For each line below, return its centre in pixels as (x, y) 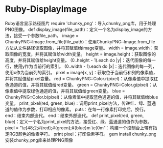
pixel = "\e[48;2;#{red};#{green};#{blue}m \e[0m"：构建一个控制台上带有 (79, 128)
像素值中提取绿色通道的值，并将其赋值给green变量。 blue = (65, 91)
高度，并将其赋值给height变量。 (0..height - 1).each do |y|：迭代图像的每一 (80, 60)
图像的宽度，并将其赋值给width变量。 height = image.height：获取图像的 (82, 54)
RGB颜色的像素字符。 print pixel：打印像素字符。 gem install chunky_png (83, 134)
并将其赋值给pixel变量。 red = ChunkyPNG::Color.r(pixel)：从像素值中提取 (80, 78)
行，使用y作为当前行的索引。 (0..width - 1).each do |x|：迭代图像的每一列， (81, 66)
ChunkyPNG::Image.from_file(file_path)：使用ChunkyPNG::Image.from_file (80, 42)
